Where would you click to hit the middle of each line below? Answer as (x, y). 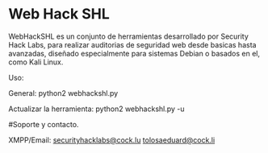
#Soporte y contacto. (44, 124)
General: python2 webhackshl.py (63, 93)
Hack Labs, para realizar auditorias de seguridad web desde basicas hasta (132, 44)
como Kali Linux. (36, 62)
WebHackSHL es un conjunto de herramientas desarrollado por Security (128, 36)
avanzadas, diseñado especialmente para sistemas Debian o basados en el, (134, 53)
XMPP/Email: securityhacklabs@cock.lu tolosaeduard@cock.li (112, 140)
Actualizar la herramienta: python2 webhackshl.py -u (96, 109)
